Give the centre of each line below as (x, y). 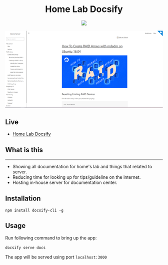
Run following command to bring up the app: (51, 238)
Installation (23, 198)
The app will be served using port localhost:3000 (56, 257)
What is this (24, 150)
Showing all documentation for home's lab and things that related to (82, 167)
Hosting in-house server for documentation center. (65, 183)
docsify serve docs (25, 247)
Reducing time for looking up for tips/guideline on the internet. (76, 177)
